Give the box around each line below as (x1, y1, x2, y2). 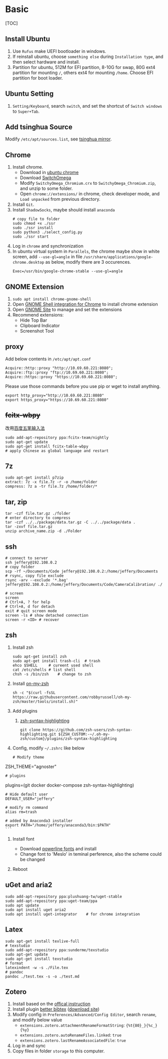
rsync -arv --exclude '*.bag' (5, 578, 69, 583)
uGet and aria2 (5, 881, 53, 889)
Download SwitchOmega (20, 175, 72, 181)
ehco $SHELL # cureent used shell (12, 663, 94, 668)
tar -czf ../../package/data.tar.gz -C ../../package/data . (5, 520, 136, 525)
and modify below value (12, 1017, 63, 1023)
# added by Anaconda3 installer (5, 818, 73, 823)
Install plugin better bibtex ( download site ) (12, 1006, 100, 1012)
